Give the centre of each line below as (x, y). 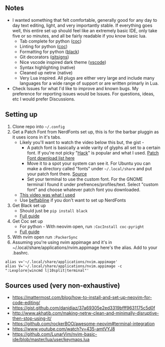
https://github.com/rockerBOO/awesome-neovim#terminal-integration (83, 324)
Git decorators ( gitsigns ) (44, 57)
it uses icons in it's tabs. (37, 137)
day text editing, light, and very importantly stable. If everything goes (82, 25)
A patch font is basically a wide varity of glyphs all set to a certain (94, 148)
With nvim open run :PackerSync (45, 237)
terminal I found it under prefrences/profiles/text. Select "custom (93, 184)
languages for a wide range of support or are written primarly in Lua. (89, 83)
